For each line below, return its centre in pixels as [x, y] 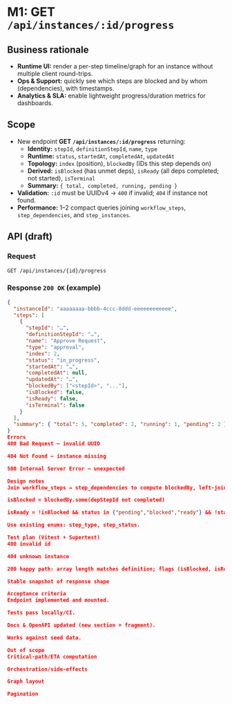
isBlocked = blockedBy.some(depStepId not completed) [86, 500]
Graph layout [26, 682]
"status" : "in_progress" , [62, 360]
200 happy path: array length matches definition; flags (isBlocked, [109, 569]
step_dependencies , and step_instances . [74, 214]
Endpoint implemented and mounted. [58, 600]
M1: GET [31, 12]
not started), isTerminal [61, 178]
